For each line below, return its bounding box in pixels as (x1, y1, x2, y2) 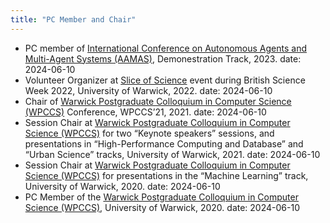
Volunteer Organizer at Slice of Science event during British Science (24, 74, 306, 86)
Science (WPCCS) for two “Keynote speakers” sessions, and (24, 127, 275, 139)
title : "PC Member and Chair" (10, 14, 137, 25)
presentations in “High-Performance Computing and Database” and (24, 137, 304, 150)
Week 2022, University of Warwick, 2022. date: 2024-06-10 (24, 84, 273, 96)
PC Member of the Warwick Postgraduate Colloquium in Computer (24, 191, 299, 203)
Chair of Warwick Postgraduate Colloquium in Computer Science (24, 95, 292, 107)
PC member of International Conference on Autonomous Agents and (24, 42, 308, 54)
